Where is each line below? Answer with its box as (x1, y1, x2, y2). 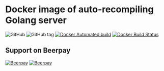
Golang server (5, 14, 67, 26)
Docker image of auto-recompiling (5, 4, 154, 15)
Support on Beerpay (5, 46, 71, 55)
